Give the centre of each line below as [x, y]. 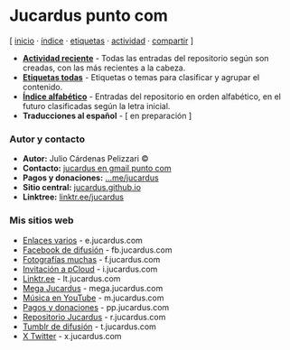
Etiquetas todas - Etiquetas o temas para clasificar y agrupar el [141, 77]
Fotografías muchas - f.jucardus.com [91, 259]
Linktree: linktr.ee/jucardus [73, 197]
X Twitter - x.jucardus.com [72, 336]
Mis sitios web [42, 220]
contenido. [42, 87]
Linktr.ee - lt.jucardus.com [71, 278]
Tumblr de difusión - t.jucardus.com [89, 327]
